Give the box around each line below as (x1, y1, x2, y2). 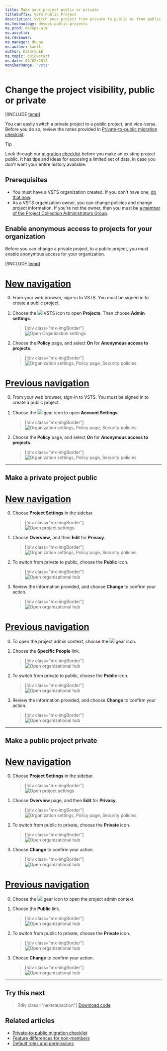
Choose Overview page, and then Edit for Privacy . (12, 798, 117, 804)
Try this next (5, 989, 45, 997)
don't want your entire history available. (5, 161, 86, 167)
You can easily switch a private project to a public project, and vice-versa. (5, 121, 157, 127)
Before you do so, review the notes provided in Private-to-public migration (5, 126, 158, 132)
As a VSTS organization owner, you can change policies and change (12, 200, 153, 206)
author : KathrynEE (5, 49, 43, 54)
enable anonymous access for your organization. (5, 251, 105, 257)
